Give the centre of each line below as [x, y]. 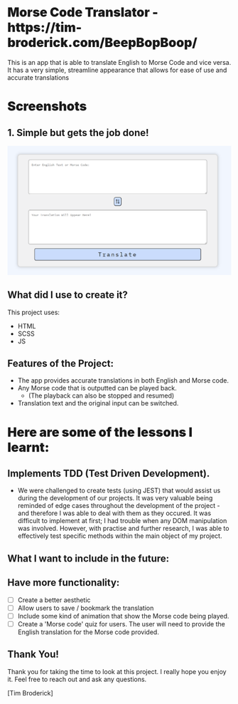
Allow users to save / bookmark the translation [86, 608]
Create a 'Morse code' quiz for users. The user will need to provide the [121, 623]
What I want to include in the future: [88, 558]
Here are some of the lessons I [100, 432]
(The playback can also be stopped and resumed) [101, 395]
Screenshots [47, 107]
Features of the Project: [60, 364]
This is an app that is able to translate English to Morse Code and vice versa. [119, 62]
